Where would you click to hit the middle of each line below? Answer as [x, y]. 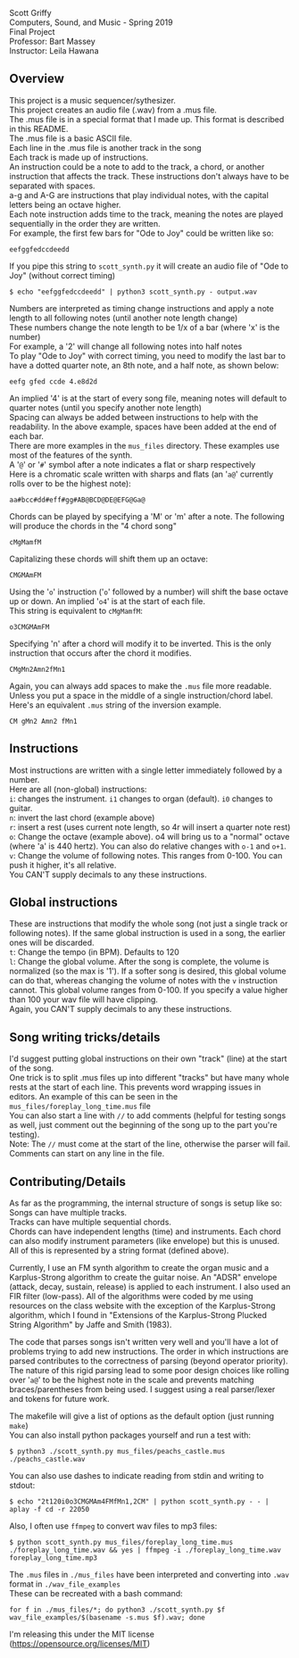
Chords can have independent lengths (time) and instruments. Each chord [145, 1231]
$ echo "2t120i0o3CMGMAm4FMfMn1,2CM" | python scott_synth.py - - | [139, 1502]
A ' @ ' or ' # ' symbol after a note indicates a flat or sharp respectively [133, 464]
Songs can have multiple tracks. [68, 1213]
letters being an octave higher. [65, 204]
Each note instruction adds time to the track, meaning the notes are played [146, 214]
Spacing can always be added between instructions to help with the [134, 417]
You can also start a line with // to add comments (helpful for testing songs [148, 1115]
